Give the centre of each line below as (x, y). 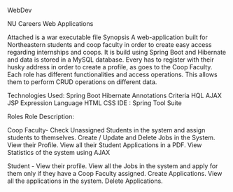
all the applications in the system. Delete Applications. (85, 181)
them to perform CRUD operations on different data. (82, 82)
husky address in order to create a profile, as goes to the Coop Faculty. (110, 67)
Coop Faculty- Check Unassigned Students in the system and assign (106, 130)
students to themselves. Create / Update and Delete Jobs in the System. (111, 137)
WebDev (20, 10)
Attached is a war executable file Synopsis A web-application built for (108, 37)
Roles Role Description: (41, 116)
